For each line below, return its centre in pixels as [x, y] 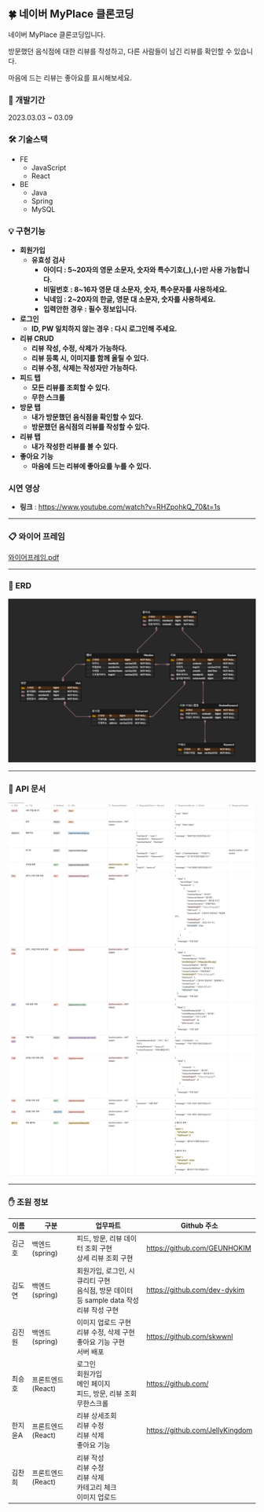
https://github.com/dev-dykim [196, 1290]
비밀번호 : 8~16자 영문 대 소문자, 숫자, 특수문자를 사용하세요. [135, 289]
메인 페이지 [93, 1384]
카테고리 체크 [97, 1487]
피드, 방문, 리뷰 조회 [107, 1393]
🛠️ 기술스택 [28, 140]
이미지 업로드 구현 [104, 1322]
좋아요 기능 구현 [101, 1342]
